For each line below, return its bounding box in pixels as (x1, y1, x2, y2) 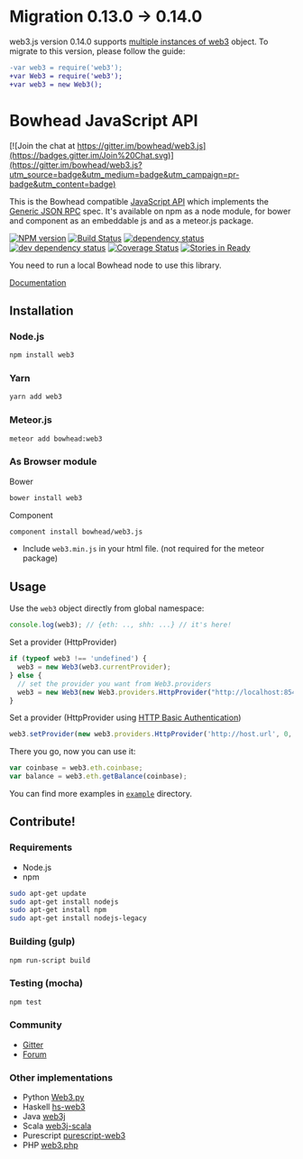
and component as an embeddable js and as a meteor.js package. (9, 214, 254, 226)
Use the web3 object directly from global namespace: (9, 603, 205, 614)
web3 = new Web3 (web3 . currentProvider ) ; (17, 662, 171, 672)
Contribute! (9, 814, 76, 830)
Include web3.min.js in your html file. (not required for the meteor (22, 543, 264, 554)
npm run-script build (9, 955, 91, 965)
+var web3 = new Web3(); (9, 79, 103, 89)
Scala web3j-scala (22, 1120, 92, 1132)
